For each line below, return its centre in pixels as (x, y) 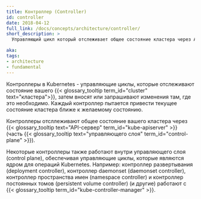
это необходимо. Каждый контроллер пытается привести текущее (92, 103)
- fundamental (24, 67)
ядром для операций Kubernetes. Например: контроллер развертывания (100, 164)
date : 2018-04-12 (28, 23)
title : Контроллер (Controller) (46, 12)
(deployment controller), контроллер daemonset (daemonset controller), (96, 170)
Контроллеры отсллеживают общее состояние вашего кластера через (97, 121)
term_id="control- (166, 134)
